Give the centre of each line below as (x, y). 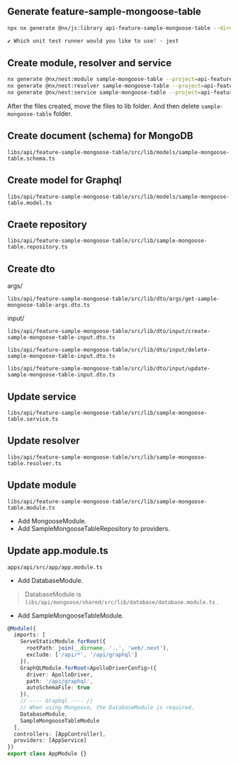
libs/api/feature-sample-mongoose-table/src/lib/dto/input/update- (109, 369)
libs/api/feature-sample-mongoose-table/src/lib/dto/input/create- (109, 332)
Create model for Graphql (64, 180)
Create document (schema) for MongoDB (100, 136)
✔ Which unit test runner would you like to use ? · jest (93, 41)
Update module (42, 485)
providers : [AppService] (50, 741)
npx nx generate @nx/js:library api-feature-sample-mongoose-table (109, 28)
